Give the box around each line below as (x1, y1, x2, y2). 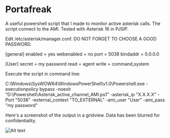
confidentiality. (5, 117, 37, 123)
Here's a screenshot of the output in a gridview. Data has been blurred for (5, 112, 160, 118)
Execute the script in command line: (5, 70, 80, 77)
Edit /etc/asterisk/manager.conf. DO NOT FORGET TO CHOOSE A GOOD (5, 36, 157, 42)
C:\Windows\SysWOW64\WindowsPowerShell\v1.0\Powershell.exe (5, 80, 145, 87)
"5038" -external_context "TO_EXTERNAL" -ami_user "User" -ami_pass (15, 97, 165, 103)
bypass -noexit (39, 86, 71, 92)
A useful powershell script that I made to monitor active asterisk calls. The (5, 20, 161, 26)
